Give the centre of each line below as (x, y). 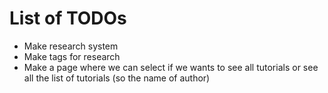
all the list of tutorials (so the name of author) (117, 78)
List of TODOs (68, 18)
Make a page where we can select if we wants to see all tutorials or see (171, 67)
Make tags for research (72, 56)
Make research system (71, 46)
